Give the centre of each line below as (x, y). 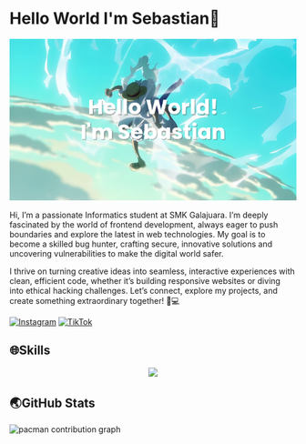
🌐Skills (30, 351)
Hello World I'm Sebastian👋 (115, 19)
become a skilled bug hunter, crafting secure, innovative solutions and (141, 244)
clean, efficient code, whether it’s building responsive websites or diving (145, 280)
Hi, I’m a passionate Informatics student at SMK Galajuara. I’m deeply (139, 215)
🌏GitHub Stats (52, 404)
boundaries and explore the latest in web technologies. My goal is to (138, 234)
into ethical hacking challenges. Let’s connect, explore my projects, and (143, 290)
